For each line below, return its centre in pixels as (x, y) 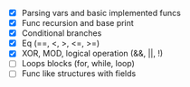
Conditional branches (62, 33)
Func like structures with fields (79, 74)
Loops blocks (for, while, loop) (78, 64)
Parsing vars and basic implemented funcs (101, 13)
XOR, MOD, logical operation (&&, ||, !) (92, 54)
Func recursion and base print (78, 23)
